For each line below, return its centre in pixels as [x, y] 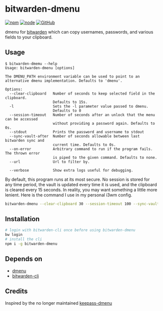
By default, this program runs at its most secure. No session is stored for [77, 179]
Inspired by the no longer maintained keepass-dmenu [59, 303]
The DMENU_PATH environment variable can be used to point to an [72, 77]
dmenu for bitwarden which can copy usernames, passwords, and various [79, 32]
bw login [14, 235]
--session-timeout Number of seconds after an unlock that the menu [82, 115]
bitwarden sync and [25, 140]
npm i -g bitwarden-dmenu [31, 244]
